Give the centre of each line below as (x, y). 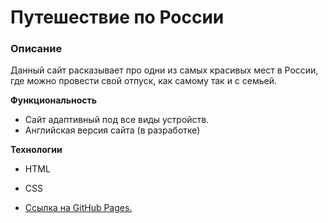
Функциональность (54, 100)
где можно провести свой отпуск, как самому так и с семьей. (144, 81)
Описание (36, 49)
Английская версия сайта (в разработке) (112, 130)
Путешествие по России (117, 17)
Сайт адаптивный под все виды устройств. (117, 120)
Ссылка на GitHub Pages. (78, 208)
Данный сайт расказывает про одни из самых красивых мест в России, (164, 70)
